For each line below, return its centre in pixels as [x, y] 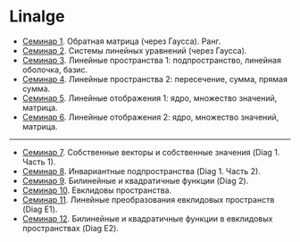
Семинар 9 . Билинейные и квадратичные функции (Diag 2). [135, 180]
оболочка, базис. [55, 70]
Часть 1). [39, 162]
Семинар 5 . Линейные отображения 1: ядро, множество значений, [150, 98]
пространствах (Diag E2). [70, 228]
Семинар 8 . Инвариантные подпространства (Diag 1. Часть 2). [141, 171]
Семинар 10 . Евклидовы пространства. [97, 190]
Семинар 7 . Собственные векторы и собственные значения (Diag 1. [151, 152]
